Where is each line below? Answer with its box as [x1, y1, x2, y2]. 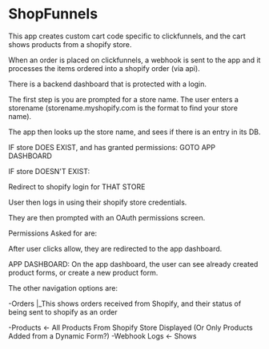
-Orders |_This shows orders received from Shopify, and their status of [8, 299, 242, 308]
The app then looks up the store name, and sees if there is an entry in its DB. [8, 127, 261, 137]
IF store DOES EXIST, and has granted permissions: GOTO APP [8, 142, 216, 152]
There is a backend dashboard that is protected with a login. [8, 79, 207, 89]
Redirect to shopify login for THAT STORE [8, 181, 146, 192]
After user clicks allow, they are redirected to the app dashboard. [8, 244, 223, 253]
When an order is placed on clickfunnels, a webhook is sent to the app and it [8, 55, 261, 65]
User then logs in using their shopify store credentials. [8, 197, 187, 207]
